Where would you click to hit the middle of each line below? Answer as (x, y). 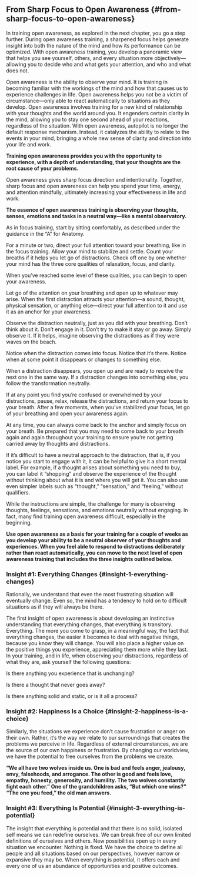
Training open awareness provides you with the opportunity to (84, 156)
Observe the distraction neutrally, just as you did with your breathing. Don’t (97, 323)
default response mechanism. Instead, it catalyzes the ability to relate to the (98, 132)
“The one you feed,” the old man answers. (59, 793)
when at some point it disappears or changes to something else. (84, 359)
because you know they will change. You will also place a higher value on (95, 643)
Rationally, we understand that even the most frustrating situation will (90, 595)
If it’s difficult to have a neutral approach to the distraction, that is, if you (93, 455)
